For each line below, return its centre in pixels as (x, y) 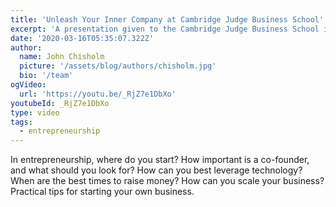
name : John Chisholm (62, 57)
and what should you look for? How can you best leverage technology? (156, 170)
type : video (35, 112)
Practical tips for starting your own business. (102, 192)
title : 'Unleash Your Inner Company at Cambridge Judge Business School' (167, 19)
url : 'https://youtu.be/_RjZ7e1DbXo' (98, 94)
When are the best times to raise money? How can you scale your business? (167, 181)
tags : (21, 122)
